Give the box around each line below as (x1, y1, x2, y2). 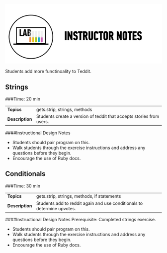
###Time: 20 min (5, 96, 41, 102)
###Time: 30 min (5, 183, 41, 189)
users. (36, 119, 49, 125)
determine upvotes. (36, 205, 76, 211)
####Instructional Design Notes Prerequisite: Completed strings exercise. (5, 217, 156, 223)
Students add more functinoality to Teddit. (5, 69, 92, 75)
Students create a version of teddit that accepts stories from (36, 113, 160, 119)
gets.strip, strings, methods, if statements (36, 193, 121, 199)
